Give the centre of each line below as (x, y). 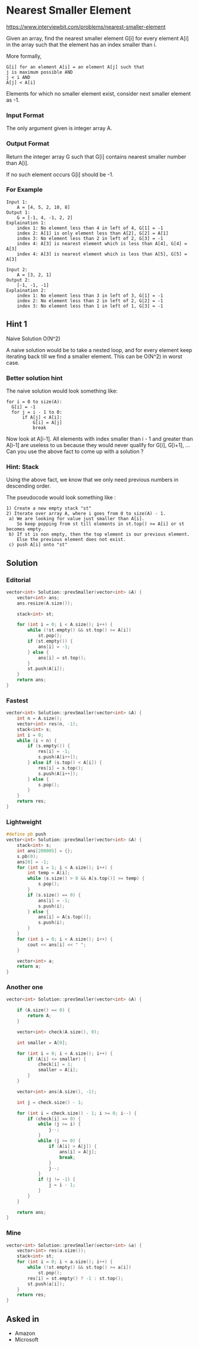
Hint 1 (17, 324)
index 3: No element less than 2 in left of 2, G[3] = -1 (90, 238)
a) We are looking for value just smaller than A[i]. (77, 519)
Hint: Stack (23, 467)
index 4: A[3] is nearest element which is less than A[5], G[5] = (102, 254)
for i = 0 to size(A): (34, 401)
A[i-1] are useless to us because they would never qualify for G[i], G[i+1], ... (98, 445)
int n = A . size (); (40, 719)
